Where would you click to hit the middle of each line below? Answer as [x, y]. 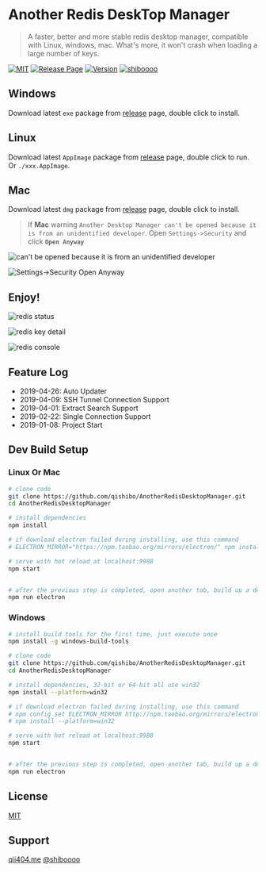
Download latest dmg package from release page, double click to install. [124, 209]
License [28, 796]
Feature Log [38, 372]
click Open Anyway [56, 242]
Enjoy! [24, 297]
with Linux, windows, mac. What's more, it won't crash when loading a [142, 44]
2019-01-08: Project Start [61, 425]
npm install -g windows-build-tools [68, 642]
